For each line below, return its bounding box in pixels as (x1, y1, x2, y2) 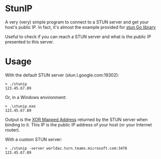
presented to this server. (5, 39, 54, 44)
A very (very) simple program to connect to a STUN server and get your (5, 19, 149, 25)
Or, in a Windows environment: (5, 94, 67, 100)
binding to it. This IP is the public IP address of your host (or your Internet (5, 121, 152, 127)
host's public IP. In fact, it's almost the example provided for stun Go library (5, 24, 156, 30)
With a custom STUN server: (5, 136, 62, 142)
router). (5, 127, 20, 133)
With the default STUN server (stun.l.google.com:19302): (5, 72, 119, 78)
